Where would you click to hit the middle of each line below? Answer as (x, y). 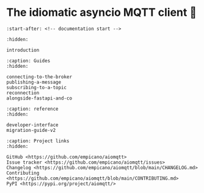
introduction (23, 50)
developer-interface (33, 125)
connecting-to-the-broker (39, 77)
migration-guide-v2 (31, 130)
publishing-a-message (34, 82)
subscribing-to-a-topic (37, 87)
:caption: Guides (28, 60)
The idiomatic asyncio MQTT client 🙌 (102, 13)
